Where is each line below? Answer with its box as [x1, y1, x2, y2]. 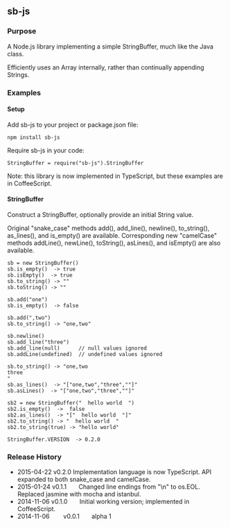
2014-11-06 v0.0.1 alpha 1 [17, 512, 112, 521]
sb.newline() [7, 333, 45, 340]
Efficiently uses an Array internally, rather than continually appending [7, 63, 204, 72]
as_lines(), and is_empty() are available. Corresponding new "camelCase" [7, 232, 217, 240]
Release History [7, 452, 62, 462]
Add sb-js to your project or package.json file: [7, 120, 139, 129]
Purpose [7, 26, 37, 36]
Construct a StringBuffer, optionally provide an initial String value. [7, 211, 194, 219]
